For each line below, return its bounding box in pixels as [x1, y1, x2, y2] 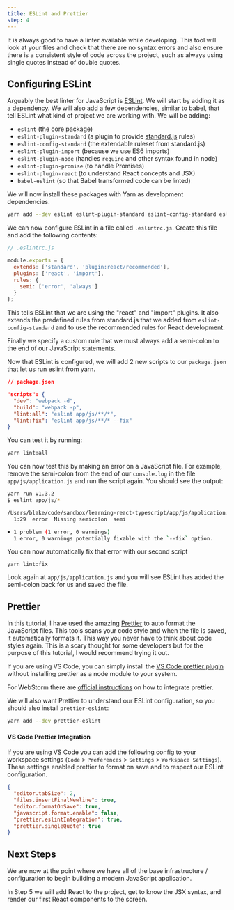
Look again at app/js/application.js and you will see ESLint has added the [7, 573, 224, 581]
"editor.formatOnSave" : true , [13, 803, 101, 810]
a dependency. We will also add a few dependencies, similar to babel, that [7, 104, 220, 112]
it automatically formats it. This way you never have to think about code [7, 634, 212, 643]
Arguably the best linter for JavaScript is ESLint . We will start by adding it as [7, 97, 225, 105]
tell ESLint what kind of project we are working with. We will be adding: [7, 111, 211, 120]
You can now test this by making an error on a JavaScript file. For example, [7, 462, 223, 471]
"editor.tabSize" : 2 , [13, 790, 77, 797]
